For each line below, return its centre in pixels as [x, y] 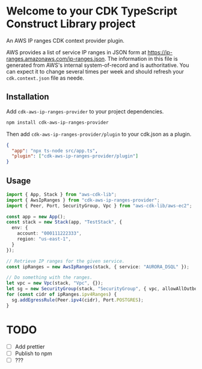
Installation [28, 97]
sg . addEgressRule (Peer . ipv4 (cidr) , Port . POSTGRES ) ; [78, 300]
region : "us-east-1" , [44, 239]
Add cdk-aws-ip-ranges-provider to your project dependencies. [85, 111]
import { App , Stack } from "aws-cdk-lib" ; [62, 194]
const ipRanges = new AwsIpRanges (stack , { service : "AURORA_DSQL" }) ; [98, 266]
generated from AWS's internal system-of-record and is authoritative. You [98, 65]
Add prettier [30, 346]
